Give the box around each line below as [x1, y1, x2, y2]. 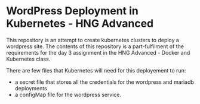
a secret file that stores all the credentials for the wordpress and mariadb [14, 78, 194, 86]
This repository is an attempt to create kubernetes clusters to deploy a [6, 36, 179, 43]
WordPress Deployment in [6, 4, 139, 18]
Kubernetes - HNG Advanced [6, 17, 154, 30]
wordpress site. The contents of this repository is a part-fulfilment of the [6, 43, 184, 50]
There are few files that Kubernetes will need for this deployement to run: [6, 67, 186, 74]
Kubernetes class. [6, 55, 51, 62]
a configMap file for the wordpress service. [14, 91, 122, 98]
